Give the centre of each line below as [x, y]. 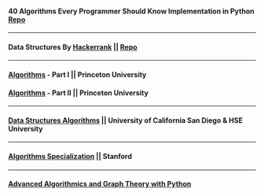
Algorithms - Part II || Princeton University [79, 92]
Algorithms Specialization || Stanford [70, 156]
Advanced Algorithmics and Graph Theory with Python [100, 184]
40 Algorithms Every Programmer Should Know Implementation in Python [131, 11]
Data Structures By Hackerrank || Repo [73, 46]
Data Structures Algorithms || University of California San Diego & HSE [126, 120]
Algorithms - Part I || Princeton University [77, 74]
